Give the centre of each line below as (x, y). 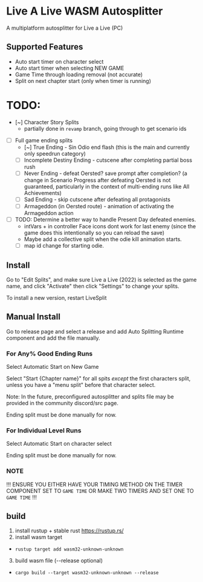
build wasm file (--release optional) (59, 561)
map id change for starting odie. (64, 246)
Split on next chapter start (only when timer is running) (83, 81)
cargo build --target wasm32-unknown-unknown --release (87, 573)
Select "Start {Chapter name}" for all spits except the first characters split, (98, 379)
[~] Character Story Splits (47, 122)
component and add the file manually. (53, 338)
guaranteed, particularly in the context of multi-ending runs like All (107, 187)
